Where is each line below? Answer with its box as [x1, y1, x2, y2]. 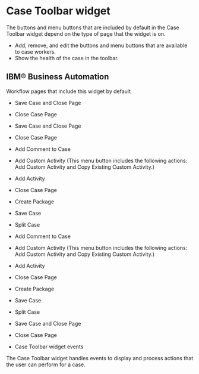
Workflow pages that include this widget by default [6, 88, 131, 95]
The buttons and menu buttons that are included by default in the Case [6, 24, 179, 31]
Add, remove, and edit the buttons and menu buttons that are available [14, 42, 188, 49]
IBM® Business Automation [6, 72, 109, 82]
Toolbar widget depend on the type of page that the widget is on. [6, 30, 166, 37]
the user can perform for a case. [6, 361, 86, 368]
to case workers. [14, 48, 56, 55]
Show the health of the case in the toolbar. [14, 54, 119, 61]
